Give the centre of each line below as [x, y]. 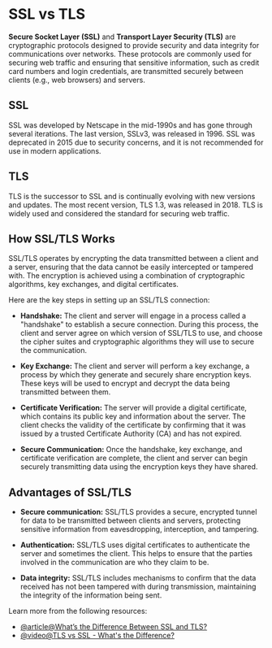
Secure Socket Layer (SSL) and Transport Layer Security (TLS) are [122, 37]
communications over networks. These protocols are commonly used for [130, 54]
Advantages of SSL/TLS [70, 492]
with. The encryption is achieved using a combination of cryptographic [127, 276]
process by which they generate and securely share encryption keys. [136, 375]
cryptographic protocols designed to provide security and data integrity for [134, 45]
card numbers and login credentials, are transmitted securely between [126, 71]
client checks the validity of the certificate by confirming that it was [133, 425]
